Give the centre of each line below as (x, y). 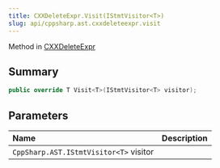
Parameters (38, 115)
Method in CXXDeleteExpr (52, 46)
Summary (34, 71)
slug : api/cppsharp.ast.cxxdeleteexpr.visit (85, 23)
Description (184, 138)
